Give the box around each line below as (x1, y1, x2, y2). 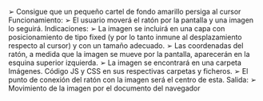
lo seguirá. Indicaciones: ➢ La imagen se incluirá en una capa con (8, 24, 225, 33)
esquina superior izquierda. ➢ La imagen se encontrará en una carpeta (8, 58, 242, 67)
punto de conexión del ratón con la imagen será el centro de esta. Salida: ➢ (8, 75, 257, 84)
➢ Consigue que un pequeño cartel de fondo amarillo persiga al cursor (8, 7, 241, 16)
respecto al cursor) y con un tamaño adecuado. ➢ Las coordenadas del (8, 41, 244, 50)
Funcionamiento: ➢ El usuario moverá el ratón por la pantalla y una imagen (8, 15, 254, 25)
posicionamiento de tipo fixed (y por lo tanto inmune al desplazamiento (8, 32, 242, 42)
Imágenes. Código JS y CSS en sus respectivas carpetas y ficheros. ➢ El (8, 67, 249, 75)
